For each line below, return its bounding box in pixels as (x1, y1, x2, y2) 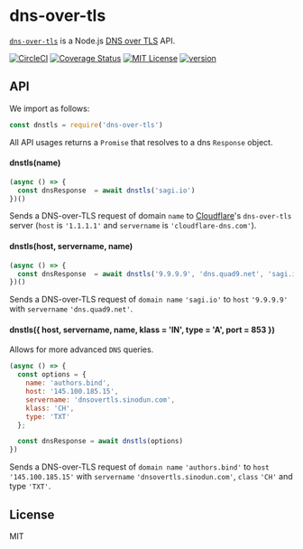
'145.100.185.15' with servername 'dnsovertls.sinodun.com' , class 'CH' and (9, 471, 293, 482)
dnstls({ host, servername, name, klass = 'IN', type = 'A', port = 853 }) (9, 324, 275, 335)
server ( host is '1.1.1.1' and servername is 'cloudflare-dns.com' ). (9, 220, 257, 231)
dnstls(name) (9, 157, 61, 168)
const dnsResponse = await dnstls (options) (17, 437, 183, 446)
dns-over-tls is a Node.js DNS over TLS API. (9, 35, 176, 46)
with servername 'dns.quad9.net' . (9, 303, 133, 314)
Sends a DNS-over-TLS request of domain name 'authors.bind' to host (9, 461, 270, 472)
